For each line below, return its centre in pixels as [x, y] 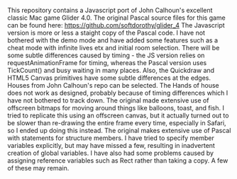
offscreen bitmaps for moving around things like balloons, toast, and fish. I [116, 108]
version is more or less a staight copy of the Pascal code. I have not [106, 33]
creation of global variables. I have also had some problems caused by [111, 153]
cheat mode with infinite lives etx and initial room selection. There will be [114, 48]
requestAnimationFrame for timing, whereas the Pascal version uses [107, 63]
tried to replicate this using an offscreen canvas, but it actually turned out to [118, 115]
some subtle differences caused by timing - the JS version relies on [106, 55]
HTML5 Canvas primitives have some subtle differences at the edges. [109, 78]
